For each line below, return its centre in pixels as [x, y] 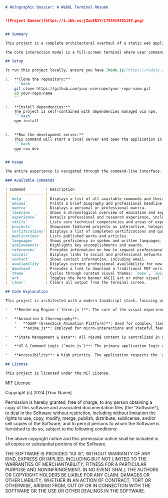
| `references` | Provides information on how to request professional [85, 250]
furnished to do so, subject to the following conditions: [61, 429]
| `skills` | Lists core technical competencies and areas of [79, 222]
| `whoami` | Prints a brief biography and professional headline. [85, 203]
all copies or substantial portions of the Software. [56, 444]
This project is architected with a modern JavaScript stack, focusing [81, 301]
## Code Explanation [27, 292]
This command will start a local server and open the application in [88, 139]
